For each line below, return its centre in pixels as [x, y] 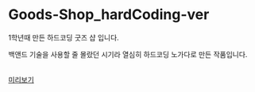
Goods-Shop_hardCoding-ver [109, 15]
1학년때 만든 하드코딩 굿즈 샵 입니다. [64, 37]
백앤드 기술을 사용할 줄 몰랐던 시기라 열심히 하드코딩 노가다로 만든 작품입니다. [128, 54]
